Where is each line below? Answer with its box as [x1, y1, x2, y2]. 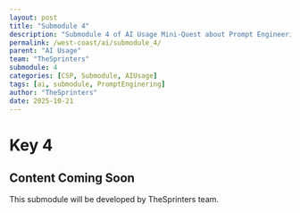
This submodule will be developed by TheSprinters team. [9, 194, 220, 205]
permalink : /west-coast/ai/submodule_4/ [9, 38, 162, 47]
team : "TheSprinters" [9, 55, 90, 64]
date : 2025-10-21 [9, 96, 74, 106]
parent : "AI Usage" [9, 47, 82, 55]
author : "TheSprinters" [9, 88, 98, 97]
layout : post [9, 13, 58, 22]
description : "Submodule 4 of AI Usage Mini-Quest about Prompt [9, 30, 254, 38]
